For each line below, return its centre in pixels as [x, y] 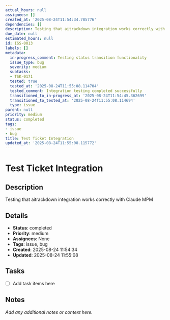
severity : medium [28, 67]
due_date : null [21, 34]
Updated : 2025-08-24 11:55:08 [45, 255]
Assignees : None [31, 239]
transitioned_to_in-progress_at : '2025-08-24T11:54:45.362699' [78, 96]
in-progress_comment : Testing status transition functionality [78, 58]
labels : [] [17, 48]
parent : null [19, 110]
